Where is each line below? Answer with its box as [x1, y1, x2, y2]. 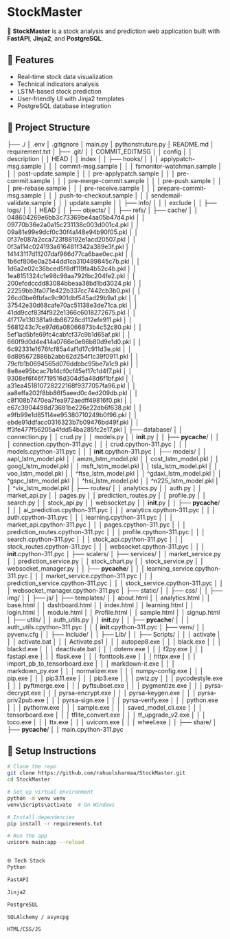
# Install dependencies [7, 814, 76, 821]
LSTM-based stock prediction [16, 87, 102, 95]
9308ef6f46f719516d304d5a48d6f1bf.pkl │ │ [7, 374, 135, 382]
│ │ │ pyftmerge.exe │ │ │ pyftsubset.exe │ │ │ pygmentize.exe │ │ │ [7, 681, 204, 689]
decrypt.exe [7, 688, 41, 697]
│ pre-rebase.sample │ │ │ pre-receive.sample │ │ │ [7, 184, 157, 192]
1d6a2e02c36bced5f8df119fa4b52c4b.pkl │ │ [7, 264, 137, 273]
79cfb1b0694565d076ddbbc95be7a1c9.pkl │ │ [7, 359, 139, 368]
